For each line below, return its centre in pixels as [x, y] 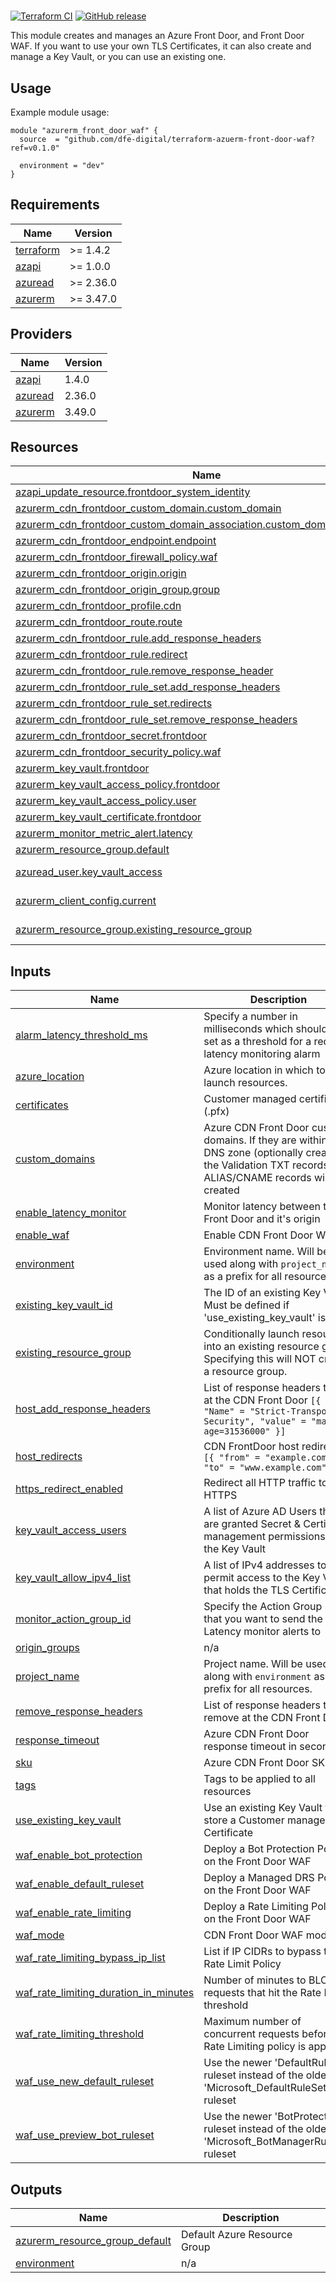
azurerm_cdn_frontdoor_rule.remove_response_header [144, 671]
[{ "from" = [232, 1458]
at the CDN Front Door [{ [262, 1400]
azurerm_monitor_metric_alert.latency [104, 833]
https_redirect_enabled [69, 1489]
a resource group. [245, 1372]
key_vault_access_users [71, 1530]
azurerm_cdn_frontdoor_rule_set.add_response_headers [148, 687]
